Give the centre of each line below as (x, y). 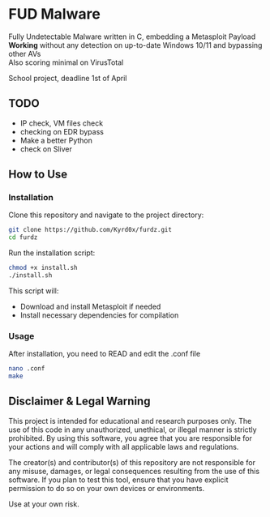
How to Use (38, 175)
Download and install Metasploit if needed (90, 306)
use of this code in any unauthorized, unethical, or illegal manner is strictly (133, 429)
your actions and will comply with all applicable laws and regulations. (124, 446)
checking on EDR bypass (62, 131)
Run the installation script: (52, 253)
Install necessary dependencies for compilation (99, 315)
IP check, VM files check (62, 123)
